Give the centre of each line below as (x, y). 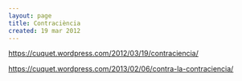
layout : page (30, 16)
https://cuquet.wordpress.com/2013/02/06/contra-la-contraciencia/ (121, 69)
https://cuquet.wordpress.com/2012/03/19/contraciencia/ (104, 54)
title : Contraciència (45, 23)
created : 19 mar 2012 (45, 30)
